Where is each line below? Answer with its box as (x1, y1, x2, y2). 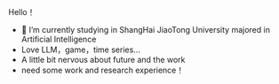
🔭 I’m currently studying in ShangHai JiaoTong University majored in (20, 25, 270, 34)
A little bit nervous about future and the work (20, 55, 186, 65)
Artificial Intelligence (20, 34, 97, 44)
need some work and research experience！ (20, 65, 185, 75)
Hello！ (8, 7, 36, 17)
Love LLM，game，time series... (20, 44, 141, 55)
